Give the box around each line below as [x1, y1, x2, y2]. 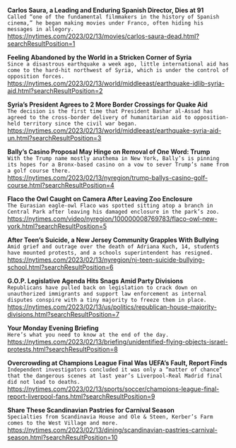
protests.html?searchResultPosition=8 [7, 345, 118, 353]
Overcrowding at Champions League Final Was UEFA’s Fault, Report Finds [7, 359, 228, 367]
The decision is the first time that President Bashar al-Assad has [7, 108, 213, 115]
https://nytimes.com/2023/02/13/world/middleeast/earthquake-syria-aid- [7, 126, 222, 135]
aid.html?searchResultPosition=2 [7, 87, 103, 95]
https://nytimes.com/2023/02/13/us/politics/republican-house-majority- [7, 303, 217, 311]
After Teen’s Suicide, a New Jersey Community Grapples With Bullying [7, 236, 219, 244]
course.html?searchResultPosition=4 [7, 181, 114, 189]
